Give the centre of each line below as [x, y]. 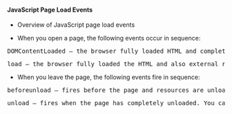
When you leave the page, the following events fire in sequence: [108, 77]
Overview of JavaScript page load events [76, 25]
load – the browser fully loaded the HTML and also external [113, 64]
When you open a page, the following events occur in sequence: [109, 38]
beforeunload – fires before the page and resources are [106, 90]
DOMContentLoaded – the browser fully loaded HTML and [102, 51]
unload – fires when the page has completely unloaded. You [111, 103]
